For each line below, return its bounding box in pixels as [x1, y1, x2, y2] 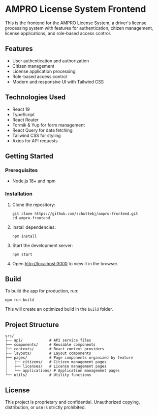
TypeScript [12, 111, 35, 117]
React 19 [12, 106, 30, 112]
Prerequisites [5, 166, 38, 173]
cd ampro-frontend [12, 215, 50, 220]
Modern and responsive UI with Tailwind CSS [12, 79, 104, 84]
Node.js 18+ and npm [12, 178, 56, 184]
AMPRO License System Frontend [5, 3, 146, 15]
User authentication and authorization [12, 58, 90, 64]
